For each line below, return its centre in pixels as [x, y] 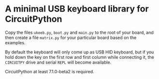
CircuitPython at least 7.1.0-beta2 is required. [50, 71]
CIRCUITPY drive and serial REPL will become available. [58, 62]
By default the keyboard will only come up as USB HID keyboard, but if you [79, 52]
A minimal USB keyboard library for [77, 9]
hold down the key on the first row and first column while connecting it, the [80, 57]
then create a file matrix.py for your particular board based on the [71, 38]
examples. [15, 42]
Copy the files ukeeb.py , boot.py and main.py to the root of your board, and [79, 32]
